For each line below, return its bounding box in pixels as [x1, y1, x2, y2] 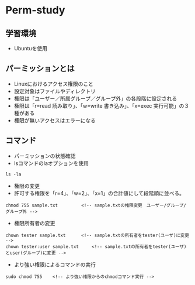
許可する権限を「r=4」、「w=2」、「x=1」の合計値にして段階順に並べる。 [13, 190, 185, 197]
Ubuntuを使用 [13, 45, 48, 51]
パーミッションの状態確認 [13, 152, 76, 159]
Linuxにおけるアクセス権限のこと [13, 80, 94, 87]
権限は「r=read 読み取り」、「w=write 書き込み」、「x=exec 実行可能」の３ [13, 102, 190, 109]
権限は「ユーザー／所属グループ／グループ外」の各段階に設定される [13, 95, 177, 102]
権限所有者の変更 [13, 219, 55, 226]
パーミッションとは [5, 64, 75, 74]
